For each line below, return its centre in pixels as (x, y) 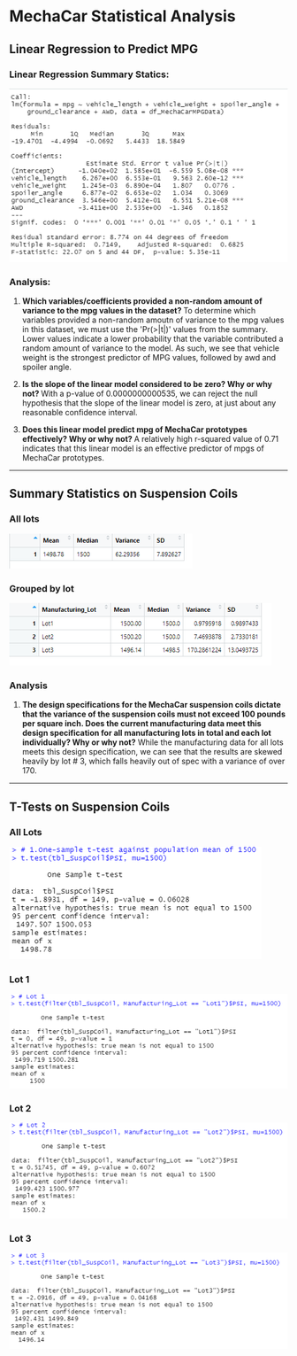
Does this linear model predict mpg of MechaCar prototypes (134, 430)
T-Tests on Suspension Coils (90, 806)
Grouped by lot (42, 588)
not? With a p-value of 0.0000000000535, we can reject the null (140, 394)
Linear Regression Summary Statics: (89, 74)
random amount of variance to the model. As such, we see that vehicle (151, 348)
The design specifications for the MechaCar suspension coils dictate (151, 705)
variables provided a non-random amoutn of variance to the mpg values (153, 320)
